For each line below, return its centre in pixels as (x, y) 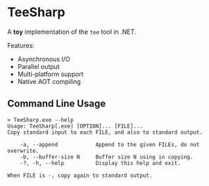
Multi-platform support (50, 74)
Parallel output (38, 66)
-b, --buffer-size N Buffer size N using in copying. (107, 157)
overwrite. (23, 151)
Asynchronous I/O (44, 59)
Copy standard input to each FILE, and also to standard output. (105, 132)
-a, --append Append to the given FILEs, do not (110, 144)
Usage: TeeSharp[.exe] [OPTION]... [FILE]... (75, 126)
